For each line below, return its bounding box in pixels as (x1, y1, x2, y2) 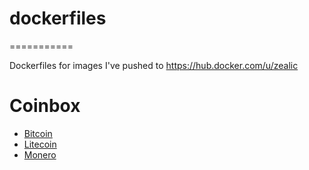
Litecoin (23, 138, 57, 150)
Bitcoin (23, 127, 53, 139)
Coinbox (9, 95, 81, 117)
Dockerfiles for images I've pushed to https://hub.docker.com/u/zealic (9, 59, 299, 71)
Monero (23, 148, 57, 161)
